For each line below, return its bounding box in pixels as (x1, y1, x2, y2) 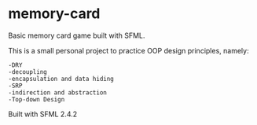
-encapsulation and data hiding (8, 75, 114, 83)
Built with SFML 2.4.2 (8, 109, 78, 119)
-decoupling (8, 68, 47, 75)
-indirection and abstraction (8, 88, 108, 97)
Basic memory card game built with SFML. (8, 31, 145, 40)
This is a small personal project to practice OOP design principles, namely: (8, 46, 249, 55)
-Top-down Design (8, 95, 65, 103)
